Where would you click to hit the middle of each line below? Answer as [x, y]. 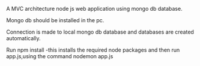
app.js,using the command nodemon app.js [60, 56]
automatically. [23, 38]
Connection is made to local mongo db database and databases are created [100, 32]
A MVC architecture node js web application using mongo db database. [94, 9]
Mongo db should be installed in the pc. [55, 20]
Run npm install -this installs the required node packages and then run [93, 50]
